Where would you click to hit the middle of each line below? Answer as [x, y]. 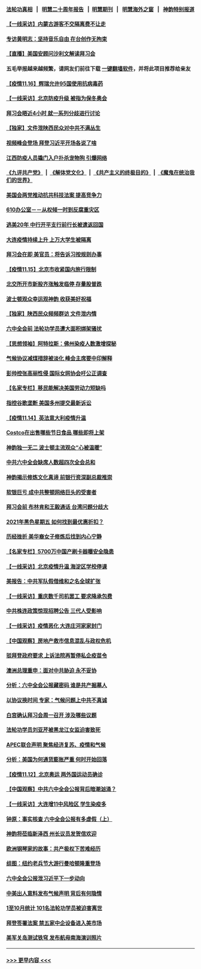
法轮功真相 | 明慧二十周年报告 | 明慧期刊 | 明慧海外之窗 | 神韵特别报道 [100, 9]
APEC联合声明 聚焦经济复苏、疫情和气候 [56, 744]
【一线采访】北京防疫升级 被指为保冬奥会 [57, 98]
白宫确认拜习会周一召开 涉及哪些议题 [51, 715]
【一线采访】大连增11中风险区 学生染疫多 [56, 804]
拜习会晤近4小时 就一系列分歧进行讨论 [53, 113]
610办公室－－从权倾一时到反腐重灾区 [53, 210]
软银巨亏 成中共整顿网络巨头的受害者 [51, 492]
